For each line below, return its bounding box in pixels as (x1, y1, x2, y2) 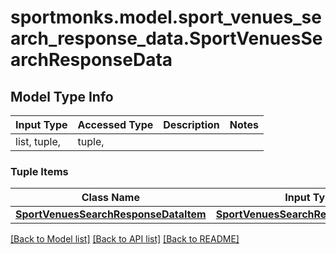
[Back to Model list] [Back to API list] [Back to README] (10, 233, 240, 245)
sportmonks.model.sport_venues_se (10, 6, 322, 29)
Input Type (15, 118, 68, 131)
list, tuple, (15, 135, 62, 148)
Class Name (81, 191, 140, 205)
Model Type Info (10, 88, 114, 105)
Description (163, 118, 220, 131)
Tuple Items (10, 164, 69, 178)
